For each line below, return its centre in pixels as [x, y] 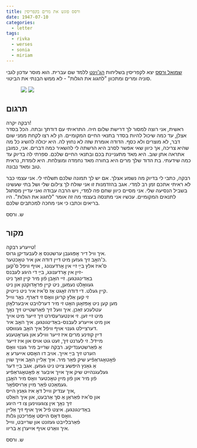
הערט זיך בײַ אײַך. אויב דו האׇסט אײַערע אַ [51, 353]
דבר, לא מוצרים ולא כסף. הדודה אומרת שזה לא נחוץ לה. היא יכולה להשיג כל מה [93, 142]
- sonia [21, 50]
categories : [21, 22]
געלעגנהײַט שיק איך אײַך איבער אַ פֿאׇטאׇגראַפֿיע [57, 372]
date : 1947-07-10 [27, 17]
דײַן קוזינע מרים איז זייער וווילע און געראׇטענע [54, 335]
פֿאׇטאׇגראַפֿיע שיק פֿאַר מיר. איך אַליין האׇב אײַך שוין [61, 360]
